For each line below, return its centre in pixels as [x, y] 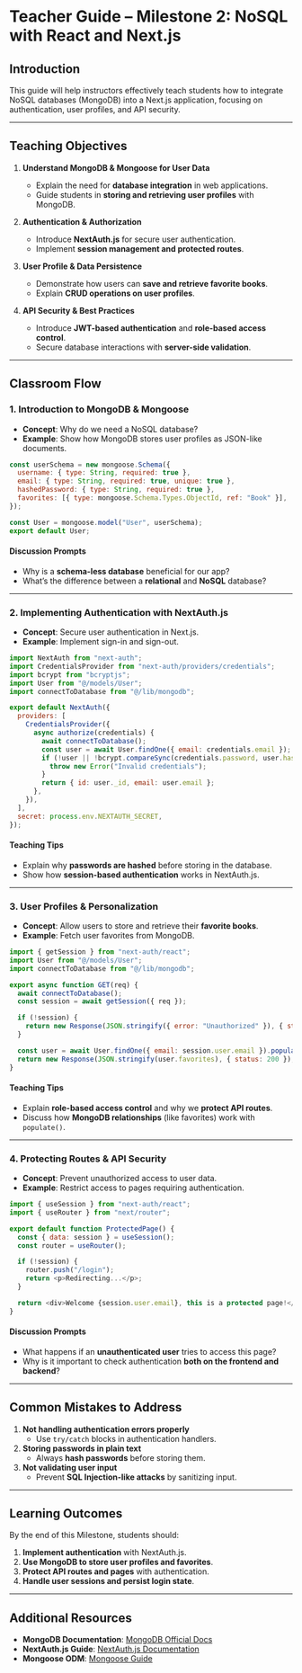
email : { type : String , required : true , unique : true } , [126, 481]
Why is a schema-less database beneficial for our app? [126, 571]
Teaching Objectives [68, 146]
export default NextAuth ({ [60, 707]
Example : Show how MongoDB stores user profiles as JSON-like [142, 439]
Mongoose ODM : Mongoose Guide [87, 1659]
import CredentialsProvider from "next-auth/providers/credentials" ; [142, 666]
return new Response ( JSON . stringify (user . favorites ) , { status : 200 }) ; [156, 1059]
